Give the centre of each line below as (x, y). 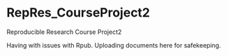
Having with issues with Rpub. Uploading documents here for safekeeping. (114, 45)
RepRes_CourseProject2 (78, 13)
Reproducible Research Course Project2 (64, 32)
